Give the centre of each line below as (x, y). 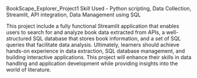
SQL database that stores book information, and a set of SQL (107, 38)
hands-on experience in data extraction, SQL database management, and (96, 51)
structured (19, 38)
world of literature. (29, 69)
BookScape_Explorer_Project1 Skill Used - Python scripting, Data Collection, (99, 9)
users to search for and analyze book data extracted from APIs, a (85, 32)
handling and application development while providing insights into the (92, 63)
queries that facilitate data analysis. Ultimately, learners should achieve (93, 45)
